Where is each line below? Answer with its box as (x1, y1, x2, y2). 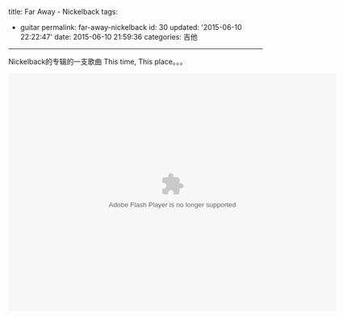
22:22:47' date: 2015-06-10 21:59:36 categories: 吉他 (19, 32, 198, 41)
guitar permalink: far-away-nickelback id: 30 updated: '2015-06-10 (19, 23, 242, 31)
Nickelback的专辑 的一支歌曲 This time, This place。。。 (8, 56, 187, 66)
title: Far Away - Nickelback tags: (8, 7, 119, 16)
